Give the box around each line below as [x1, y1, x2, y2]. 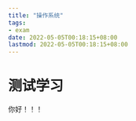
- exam [8, 26, 30, 34]
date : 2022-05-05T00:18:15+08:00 [8, 33, 118, 42]
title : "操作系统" [8, 11, 64, 20]
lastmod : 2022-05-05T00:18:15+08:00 [8, 41, 128, 49]
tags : [8, 19, 26, 27]
